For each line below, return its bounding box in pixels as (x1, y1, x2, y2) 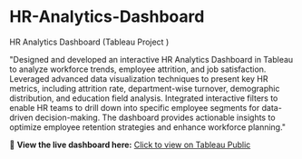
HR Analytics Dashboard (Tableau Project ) (9, 36, 170, 47)
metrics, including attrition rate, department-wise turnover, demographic (9, 83, 280, 94)
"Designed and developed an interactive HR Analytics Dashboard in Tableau (9, 54, 294, 65)
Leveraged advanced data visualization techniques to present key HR (9, 73, 268, 84)
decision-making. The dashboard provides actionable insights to (34, 112, 276, 123)
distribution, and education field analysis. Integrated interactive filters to (9, 93, 278, 104)
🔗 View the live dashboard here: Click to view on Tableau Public (9, 139, 251, 150)
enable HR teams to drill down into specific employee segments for (9, 102, 260, 113)
